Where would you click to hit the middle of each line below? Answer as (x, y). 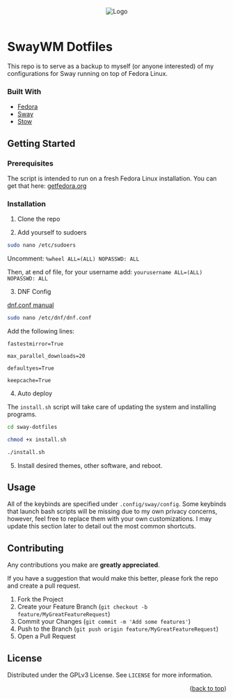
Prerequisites (30, 163)
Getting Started (41, 143)
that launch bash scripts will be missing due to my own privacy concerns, (112, 512)
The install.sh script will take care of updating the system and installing (112, 407)
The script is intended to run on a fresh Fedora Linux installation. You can (112, 178)
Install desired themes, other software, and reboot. (90, 465)
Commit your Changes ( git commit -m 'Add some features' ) (104, 622)
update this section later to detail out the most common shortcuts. (102, 526)
